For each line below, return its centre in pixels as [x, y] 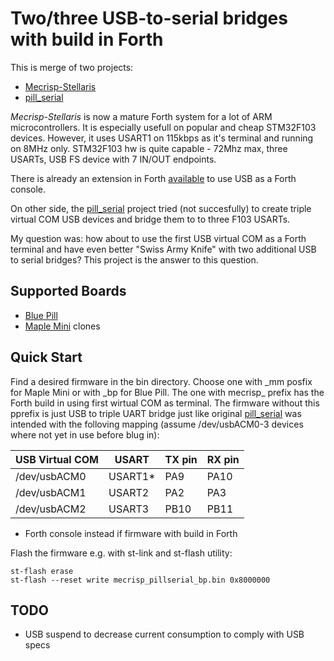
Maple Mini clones [62, 326]
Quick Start [46, 357]
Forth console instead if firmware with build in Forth [131, 533]
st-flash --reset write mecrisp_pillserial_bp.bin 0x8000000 [140, 580]
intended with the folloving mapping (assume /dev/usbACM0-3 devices [157, 424]
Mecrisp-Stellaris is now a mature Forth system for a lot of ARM [141, 116]
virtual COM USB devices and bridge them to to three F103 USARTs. [150, 219]
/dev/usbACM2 [51, 509]
